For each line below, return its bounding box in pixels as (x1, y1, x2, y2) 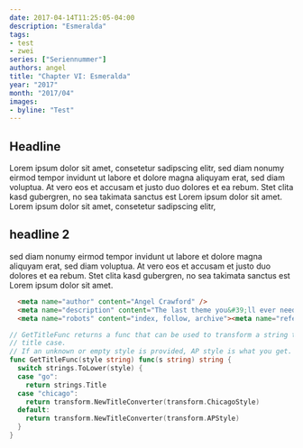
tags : (9, 30, 30, 39)
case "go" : (17, 371, 59, 381)
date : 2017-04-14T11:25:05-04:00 (9, 13, 135, 23)
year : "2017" (9, 80, 59, 89)
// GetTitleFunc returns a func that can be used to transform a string (9, 330, 289, 339)
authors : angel (9, 64, 67, 73)
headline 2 (9, 227, 70, 242)
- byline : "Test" (9, 105, 75, 114)
